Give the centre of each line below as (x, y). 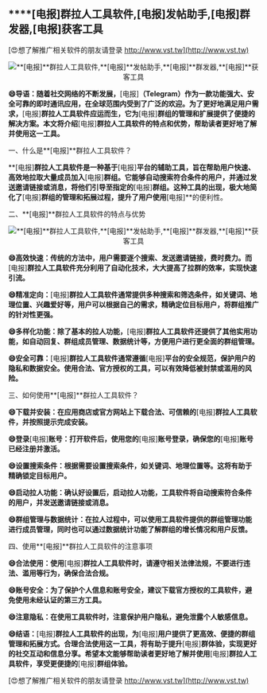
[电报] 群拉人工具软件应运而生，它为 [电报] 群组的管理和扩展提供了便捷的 (139, 113)
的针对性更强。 (33, 314)
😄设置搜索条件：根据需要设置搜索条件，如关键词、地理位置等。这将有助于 (130, 465)
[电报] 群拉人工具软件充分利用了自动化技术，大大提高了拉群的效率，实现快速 (133, 267)
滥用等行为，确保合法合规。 (67, 573)
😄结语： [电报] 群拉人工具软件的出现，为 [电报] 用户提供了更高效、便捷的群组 (132, 633)
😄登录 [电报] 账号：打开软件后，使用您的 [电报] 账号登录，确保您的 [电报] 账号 (131, 438)
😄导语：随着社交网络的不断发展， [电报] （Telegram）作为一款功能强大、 (128, 93)
